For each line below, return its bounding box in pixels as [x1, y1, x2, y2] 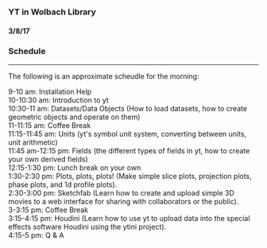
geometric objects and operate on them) [8, 112, 141, 122]
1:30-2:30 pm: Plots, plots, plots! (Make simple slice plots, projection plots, [8, 171, 252, 180]
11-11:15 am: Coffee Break [8, 120, 91, 130]
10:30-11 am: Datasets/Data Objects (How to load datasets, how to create [8, 103, 248, 113]
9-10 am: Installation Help [8, 87, 92, 96]
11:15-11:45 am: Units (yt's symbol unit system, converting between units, [8, 129, 247, 138]
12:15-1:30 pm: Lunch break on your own [8, 162, 141, 172]
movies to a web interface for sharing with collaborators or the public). [8, 196, 239, 206]
